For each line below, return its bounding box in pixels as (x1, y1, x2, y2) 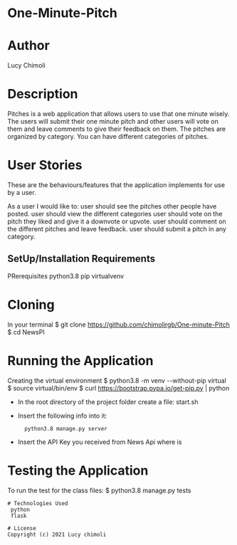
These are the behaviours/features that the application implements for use (7, 181, 226, 189)
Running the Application (7, 352, 154, 369)
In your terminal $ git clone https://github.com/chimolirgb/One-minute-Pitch (7, 320, 230, 329)
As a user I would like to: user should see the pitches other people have (7, 202, 217, 211)
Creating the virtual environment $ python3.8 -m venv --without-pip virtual (7, 376, 226, 385)
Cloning (7, 297, 55, 312)
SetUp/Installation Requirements (7, 253, 155, 265)
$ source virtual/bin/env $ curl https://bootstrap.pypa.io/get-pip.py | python (7, 383, 230, 392)
